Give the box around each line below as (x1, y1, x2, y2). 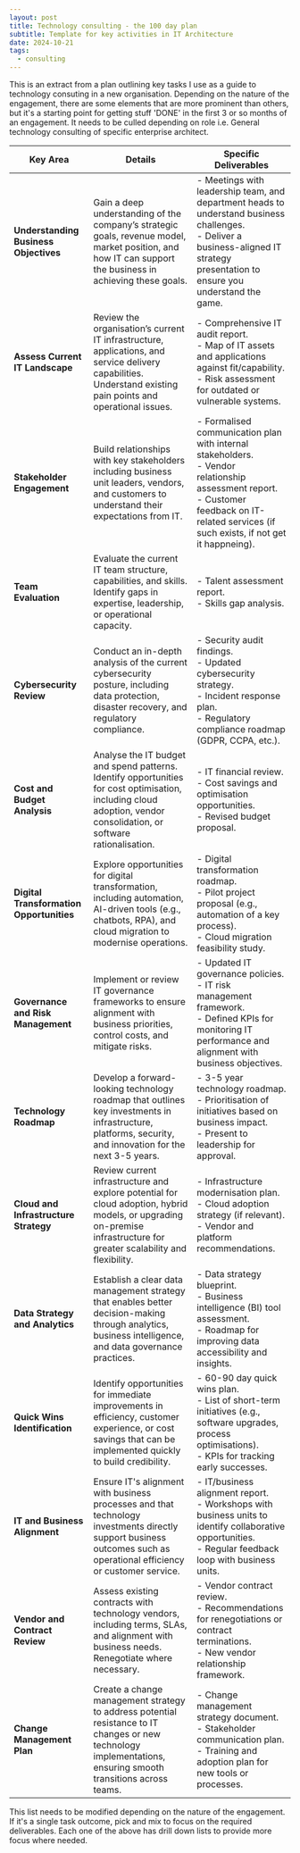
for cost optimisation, (93, 782, 182, 795)
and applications (196, 350, 266, 363)
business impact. (196, 1116, 268, 1128)
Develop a (93, 1072, 136, 1083)
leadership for (196, 1139, 256, 1150)
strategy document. (196, 1711, 279, 1724)
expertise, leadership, (93, 597, 185, 609)
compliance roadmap (196, 723, 286, 735)
